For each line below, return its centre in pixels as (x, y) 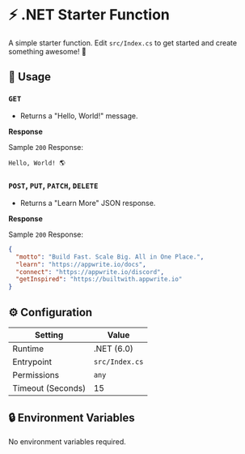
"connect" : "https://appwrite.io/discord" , (90, 272)
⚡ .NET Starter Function (89, 15)
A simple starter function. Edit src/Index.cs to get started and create (122, 43)
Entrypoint (32, 362)
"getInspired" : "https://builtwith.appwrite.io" (99, 280)
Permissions (36, 375)
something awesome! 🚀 (47, 51)
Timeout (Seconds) (49, 388)
